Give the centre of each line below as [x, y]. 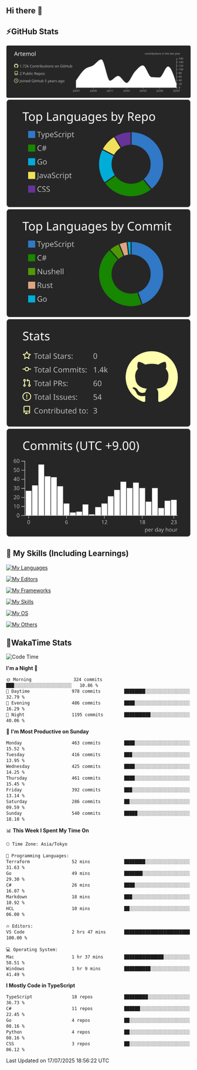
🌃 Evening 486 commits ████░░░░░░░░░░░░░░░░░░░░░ [98, 703]
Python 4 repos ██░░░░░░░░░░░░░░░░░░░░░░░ [98, 1032]
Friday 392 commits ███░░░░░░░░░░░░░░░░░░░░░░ [98, 790]
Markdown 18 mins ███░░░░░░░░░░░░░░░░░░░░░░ [98, 897]
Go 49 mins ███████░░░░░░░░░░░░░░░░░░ [98, 874]
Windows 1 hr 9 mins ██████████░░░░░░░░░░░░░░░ [98, 969]
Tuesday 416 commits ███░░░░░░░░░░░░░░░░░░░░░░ [98, 755]
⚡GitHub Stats [32, 31]
